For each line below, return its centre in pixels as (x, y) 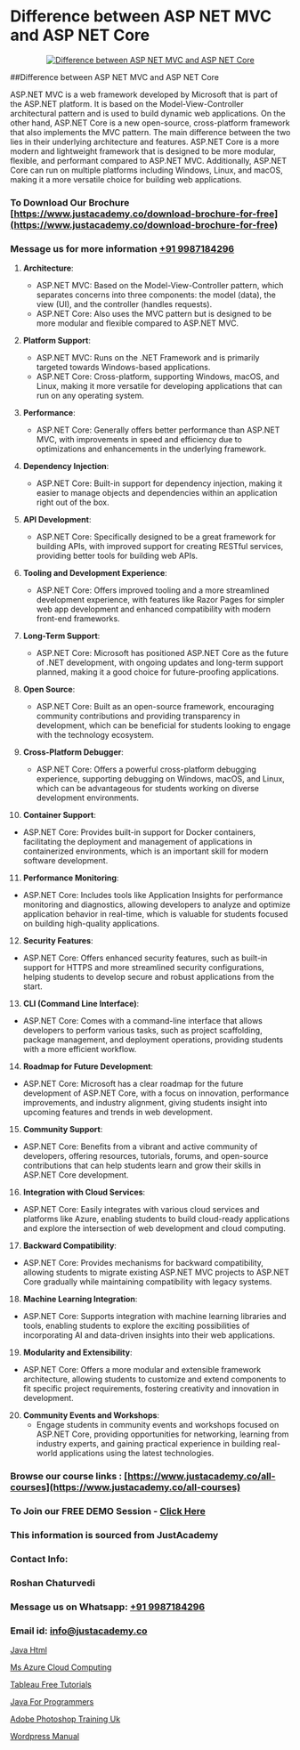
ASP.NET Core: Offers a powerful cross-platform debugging (146, 770)
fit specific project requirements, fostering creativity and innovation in (151, 1389)
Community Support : (63, 1130)
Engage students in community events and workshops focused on (158, 1425)
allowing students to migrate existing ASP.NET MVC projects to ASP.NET (156, 1272)
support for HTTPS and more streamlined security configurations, (143, 968)
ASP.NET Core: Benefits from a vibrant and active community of (140, 1146)
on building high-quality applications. (91, 924)
